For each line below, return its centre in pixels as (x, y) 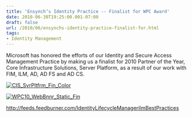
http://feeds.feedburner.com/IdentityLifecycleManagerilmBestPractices (93, 108)
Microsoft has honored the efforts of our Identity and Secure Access (89, 55)
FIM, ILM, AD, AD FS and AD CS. (45, 74)
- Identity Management (34, 39)
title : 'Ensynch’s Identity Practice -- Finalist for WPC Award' (88, 11)
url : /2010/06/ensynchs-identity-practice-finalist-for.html (83, 28)
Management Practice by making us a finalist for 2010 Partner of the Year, (96, 61)
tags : (13, 33)
